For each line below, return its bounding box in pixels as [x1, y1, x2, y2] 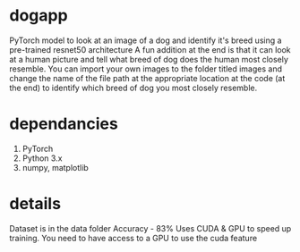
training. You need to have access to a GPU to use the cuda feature [9, 232, 258, 243]
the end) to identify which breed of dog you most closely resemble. [9, 82, 258, 93]
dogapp [9, 5, 69, 26]
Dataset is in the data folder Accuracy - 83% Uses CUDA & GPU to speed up [9, 223, 292, 233]
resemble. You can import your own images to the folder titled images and [9, 63, 282, 74]
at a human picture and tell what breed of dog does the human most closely [9, 54, 289, 64]
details [9, 194, 61, 214]
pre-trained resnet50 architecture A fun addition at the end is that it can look [9, 44, 291, 55]
